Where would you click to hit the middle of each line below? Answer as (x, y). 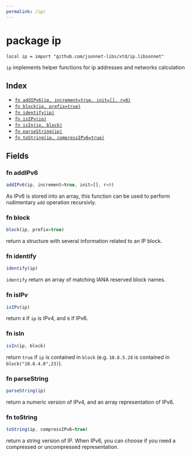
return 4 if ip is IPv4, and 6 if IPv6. (47, 318)
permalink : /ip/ (26, 11)
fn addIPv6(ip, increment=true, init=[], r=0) (73, 101)
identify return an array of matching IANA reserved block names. (86, 279)
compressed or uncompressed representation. (62, 447)
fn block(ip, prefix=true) (48, 106)
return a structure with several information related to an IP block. (84, 241)
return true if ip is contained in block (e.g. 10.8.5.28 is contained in (88, 357)
